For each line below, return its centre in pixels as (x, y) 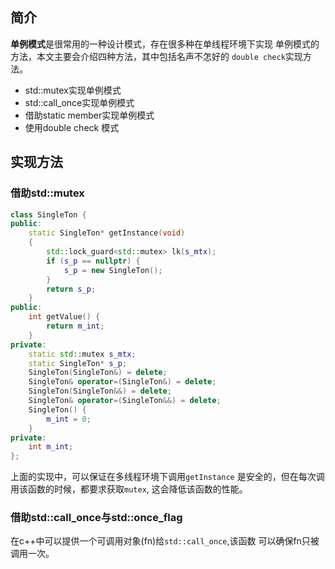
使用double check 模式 (72, 127)
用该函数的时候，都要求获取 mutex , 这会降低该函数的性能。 (129, 489)
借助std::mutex (47, 193)
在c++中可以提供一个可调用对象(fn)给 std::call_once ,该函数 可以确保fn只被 (165, 541)
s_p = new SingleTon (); (113, 270)
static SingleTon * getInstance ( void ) (107, 233)
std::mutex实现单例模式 (73, 90)
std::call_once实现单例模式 (79, 102)
